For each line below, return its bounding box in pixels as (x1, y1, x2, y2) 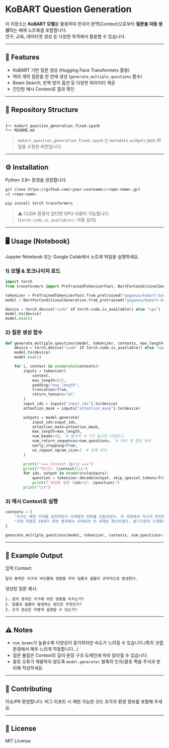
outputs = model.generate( (23, 415, 80, 420)
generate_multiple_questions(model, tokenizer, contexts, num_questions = (5, 533, 163, 538)
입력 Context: (5, 565, 33, 571)
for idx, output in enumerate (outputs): (23, 471, 109, 476)
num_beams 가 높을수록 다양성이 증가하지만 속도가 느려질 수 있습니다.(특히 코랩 (12, 640, 163, 646)
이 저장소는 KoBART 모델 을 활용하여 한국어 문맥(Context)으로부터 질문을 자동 (5, 21, 157, 27)
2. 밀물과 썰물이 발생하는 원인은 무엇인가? (5, 602, 82, 607)
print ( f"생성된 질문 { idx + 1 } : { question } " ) (32, 480, 120, 485)
